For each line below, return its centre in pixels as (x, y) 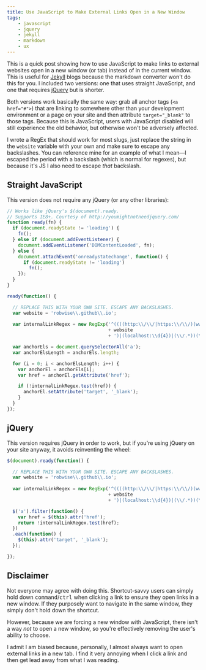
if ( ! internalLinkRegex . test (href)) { (67, 386)
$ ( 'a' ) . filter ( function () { (48, 511)
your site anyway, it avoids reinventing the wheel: (69, 449)
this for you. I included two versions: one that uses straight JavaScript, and (101, 83)
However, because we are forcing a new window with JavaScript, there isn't (102, 622)
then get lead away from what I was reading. (63, 660)
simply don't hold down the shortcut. (53, 610)
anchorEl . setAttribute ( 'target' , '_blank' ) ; (81, 392)
